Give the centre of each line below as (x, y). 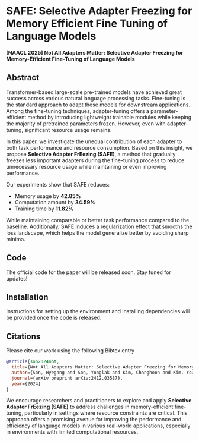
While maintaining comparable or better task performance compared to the (98, 220)
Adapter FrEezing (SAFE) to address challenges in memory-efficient (90, 407)
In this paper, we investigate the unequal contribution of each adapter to (94, 141)
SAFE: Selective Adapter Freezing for (99, 11)
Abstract (23, 78)
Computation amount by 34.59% (55, 202)
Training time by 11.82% (44, 209)
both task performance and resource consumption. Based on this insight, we (99, 147)
